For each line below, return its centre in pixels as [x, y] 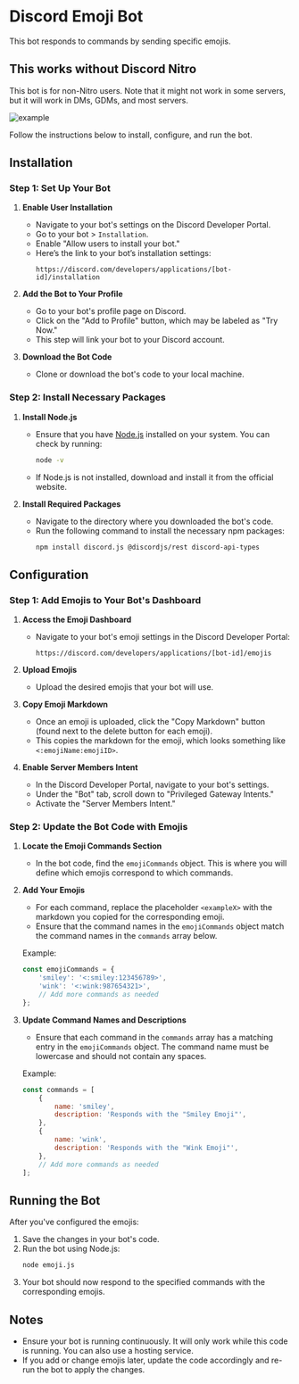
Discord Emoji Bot [76, 17]
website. [51, 486]
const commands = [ [58, 1090]
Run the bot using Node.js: [71, 1249]
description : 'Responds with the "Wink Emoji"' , [147, 1148]
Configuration [49, 574]
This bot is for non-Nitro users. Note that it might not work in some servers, [148, 90]
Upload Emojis [50, 670]
